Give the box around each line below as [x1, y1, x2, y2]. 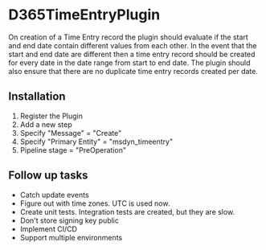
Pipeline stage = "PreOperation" [19, 145, 127, 154]
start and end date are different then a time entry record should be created [8, 49, 256, 59]
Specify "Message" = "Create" [19, 128, 122, 137]
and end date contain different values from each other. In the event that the [8, 40, 257, 50]
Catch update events [19, 190, 90, 199]
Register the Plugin [19, 111, 83, 121]
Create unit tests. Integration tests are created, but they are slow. [19, 207, 235, 216]
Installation [8, 90, 66, 104]
